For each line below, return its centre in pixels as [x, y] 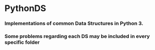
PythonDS [26, 8]
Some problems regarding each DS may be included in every [77, 37]
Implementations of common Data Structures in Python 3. [74, 24]
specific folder [22, 42]
